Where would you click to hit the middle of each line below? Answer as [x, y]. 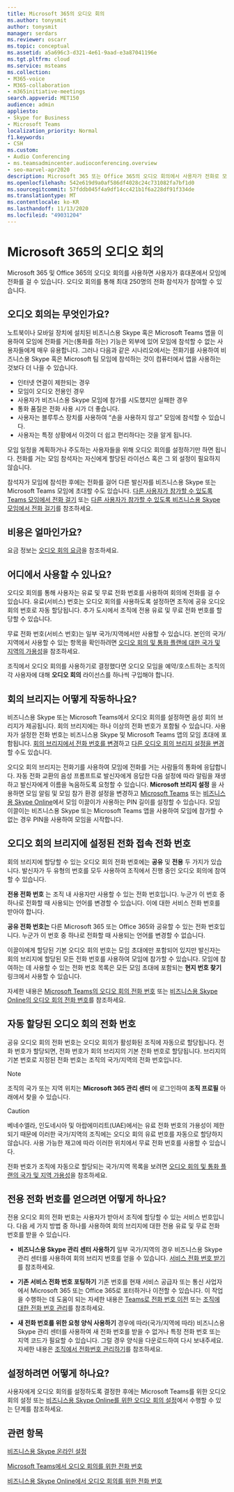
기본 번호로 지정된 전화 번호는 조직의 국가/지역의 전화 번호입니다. [95, 1059]
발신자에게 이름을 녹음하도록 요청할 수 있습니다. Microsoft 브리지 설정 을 [118, 784]
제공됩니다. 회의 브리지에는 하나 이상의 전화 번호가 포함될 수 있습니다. [119, 726]
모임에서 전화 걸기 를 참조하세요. [50, 508]
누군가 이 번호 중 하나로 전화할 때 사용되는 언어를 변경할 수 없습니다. [114, 935]
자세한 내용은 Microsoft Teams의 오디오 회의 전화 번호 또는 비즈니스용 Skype [112, 991]
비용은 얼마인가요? [45, 532]
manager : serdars [32, 33]
